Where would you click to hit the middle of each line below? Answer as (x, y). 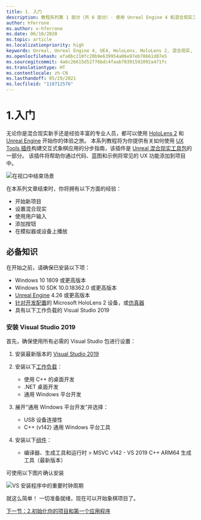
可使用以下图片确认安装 (35, 473)
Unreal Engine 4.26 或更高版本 (52, 295)
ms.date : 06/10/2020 (32, 34)
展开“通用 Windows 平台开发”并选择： (62, 407)
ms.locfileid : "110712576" (40, 84)
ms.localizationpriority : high (45, 45)
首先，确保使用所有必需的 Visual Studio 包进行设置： (71, 341)
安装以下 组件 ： (33, 440)
